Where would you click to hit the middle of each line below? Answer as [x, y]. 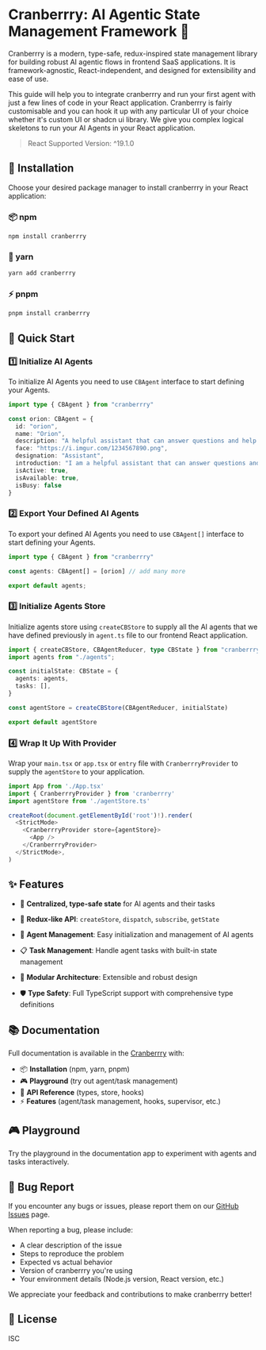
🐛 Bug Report [41, 1187]
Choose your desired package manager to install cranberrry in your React [128, 187]
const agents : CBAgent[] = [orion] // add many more [97, 571]
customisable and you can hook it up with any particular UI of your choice [129, 111]
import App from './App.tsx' [56, 786]
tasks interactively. [39, 1162]
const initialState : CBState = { [63, 671]
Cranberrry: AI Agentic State [104, 15]
